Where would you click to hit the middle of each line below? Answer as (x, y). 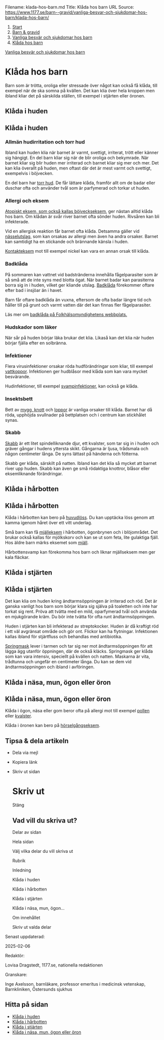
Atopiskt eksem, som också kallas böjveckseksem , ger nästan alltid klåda (79, 211)
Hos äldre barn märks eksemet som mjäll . (47, 543)
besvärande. (18, 377)
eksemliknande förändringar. (34, 473)
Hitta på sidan (27, 1004)
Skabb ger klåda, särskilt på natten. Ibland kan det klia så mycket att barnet (81, 463)
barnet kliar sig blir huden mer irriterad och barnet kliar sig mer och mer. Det (82, 163)
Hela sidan (23, 842)
